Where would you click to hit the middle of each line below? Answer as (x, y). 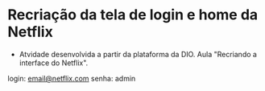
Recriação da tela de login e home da (133, 15)
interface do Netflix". (54, 63)
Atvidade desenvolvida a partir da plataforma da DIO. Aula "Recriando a (138, 54)
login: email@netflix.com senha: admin (72, 78)
